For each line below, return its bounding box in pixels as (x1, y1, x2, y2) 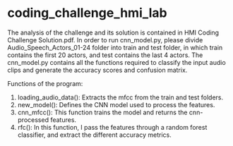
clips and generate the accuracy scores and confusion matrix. (7, 66, 188, 74)
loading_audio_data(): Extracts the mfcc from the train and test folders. (17, 93, 224, 102)
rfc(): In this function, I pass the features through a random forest (17, 123, 208, 131)
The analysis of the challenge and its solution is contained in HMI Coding (7, 28, 220, 37)
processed (17, 115, 49, 124)
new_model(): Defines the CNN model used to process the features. (17, 100, 215, 109)
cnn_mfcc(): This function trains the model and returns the (17, 108, 188, 116)
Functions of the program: (7, 79, 83, 87)
